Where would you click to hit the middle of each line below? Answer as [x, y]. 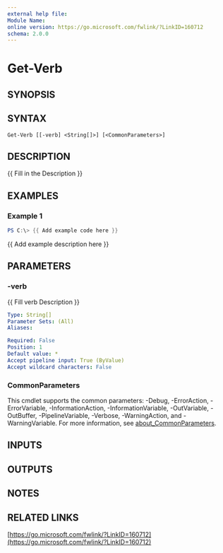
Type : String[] [30, 315]
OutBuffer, [22, 415]
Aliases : [20, 328]
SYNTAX [27, 118]
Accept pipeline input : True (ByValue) [66, 360]
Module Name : [26, 21]
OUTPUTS [30, 469]
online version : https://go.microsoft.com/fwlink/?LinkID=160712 [105, 27]
